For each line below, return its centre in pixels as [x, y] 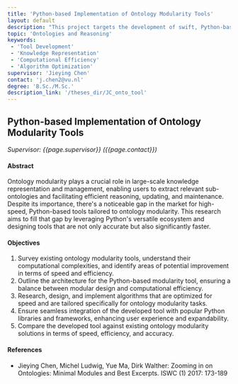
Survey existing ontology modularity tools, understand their [104, 258]
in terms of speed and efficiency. [66, 274]
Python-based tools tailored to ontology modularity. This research [125, 211]
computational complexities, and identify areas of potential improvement [123, 266]
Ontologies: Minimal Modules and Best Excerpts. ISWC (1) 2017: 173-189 [123, 373]
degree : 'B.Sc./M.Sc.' [41, 86]
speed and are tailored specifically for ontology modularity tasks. [112, 303]
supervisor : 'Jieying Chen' [49, 73]
